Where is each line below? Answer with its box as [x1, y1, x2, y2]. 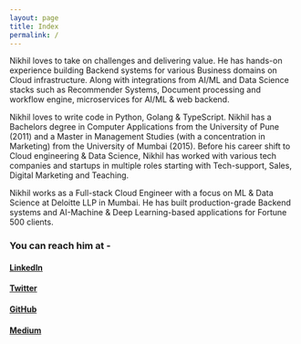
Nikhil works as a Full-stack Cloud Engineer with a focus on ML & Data [9, 188, 274, 199]
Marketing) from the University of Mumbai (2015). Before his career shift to [9, 141, 291, 151]
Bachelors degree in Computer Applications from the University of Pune [9, 121, 280, 132]
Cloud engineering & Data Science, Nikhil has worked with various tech [9, 151, 276, 162]
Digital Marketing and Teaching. [9, 170, 130, 181]
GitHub [9, 304, 37, 315]
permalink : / [9, 30, 59, 39]
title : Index [9, 22, 59, 31]
